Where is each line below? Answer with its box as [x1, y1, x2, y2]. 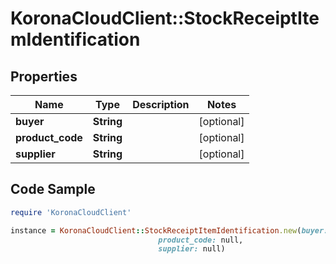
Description [132, 98, 190, 111]
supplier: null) [158, 244, 226, 254]
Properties [10, 68, 78, 85]
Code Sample [10, 181, 96, 198]
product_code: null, [158, 235, 244, 245]
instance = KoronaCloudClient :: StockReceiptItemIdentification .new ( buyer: [10, 225, 329, 236]
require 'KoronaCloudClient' [10, 207, 132, 217]
